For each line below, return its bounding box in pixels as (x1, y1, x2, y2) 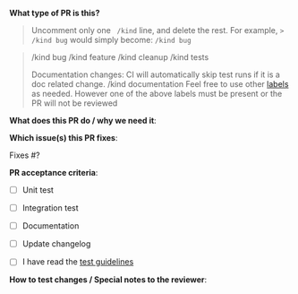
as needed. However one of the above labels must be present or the (30, 89, 283, 99)
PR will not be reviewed (30, 98, 118, 108)
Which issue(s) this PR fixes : (9, 133, 118, 143)
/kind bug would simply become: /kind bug (30, 35, 192, 45)
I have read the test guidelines (21, 256, 134, 267)
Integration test (21, 203, 79, 213)
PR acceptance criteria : (9, 168, 98, 177)
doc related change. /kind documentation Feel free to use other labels (30, 79, 289, 89)
